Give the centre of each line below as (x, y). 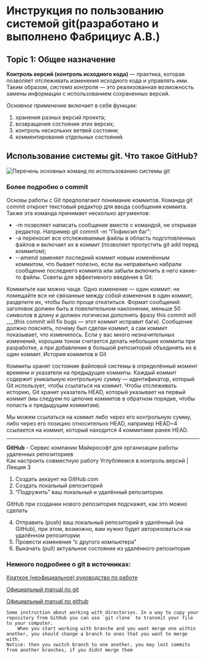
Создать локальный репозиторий (59, 486)
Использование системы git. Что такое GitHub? (102, 156)
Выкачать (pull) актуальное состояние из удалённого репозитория (102, 549)
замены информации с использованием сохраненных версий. (88, 93)
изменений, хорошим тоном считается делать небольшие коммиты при (101, 341)
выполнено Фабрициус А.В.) (83, 37)
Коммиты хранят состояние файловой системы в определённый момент (102, 366)
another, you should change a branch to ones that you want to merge (97, 634)
